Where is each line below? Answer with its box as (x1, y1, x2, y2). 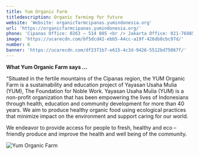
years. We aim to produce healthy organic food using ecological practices (6, 106, 187, 113)
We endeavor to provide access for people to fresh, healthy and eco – (6, 124, 176, 131)
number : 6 (6, 42, 31, 48)
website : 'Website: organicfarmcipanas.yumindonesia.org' (6, 20, 152, 25)
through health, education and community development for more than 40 (6, 100, 185, 107)
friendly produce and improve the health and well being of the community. (6, 130, 187, 137)
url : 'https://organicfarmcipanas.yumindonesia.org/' (6, 25, 142, 31)
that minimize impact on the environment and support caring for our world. (6, 112, 188, 120)
